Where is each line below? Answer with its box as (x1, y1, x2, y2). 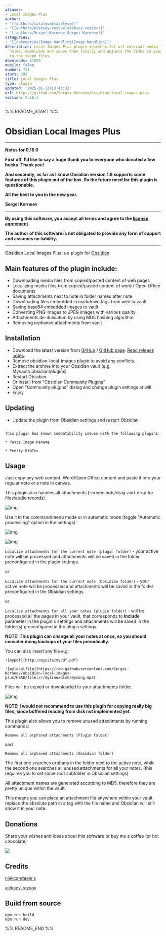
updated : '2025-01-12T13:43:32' (5, 85, 72, 91)
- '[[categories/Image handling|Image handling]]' (5, 40, 112, 45)
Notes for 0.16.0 (5, 147, 39, 153)
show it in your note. (5, 805, 47, 811)
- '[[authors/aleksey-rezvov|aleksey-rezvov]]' (5, 26, 105, 31)
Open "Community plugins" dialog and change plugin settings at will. (12, 384, 153, 390)
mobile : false (5, 63, 35, 67)
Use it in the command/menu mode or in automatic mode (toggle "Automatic (5, 514, 161, 520)
